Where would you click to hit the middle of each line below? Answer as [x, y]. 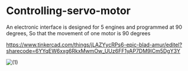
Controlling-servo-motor [69, 11]
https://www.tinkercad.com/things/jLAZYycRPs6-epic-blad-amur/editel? [94, 45]
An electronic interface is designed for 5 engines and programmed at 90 [94, 27]
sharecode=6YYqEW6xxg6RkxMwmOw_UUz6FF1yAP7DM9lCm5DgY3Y [93, 50]
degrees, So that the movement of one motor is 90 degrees [78, 33]
